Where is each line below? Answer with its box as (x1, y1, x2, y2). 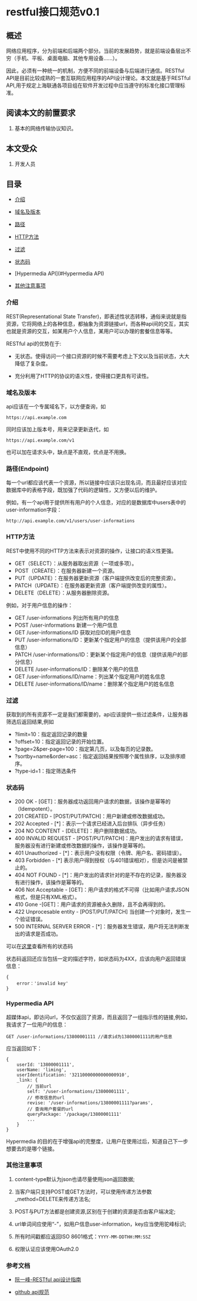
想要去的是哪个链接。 (6, 1145, 57, 1152)
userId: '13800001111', (16, 1062, 75, 1068)
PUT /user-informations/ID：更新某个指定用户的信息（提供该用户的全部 (14, 636, 186, 643)
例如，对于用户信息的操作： (6, 601, 73, 608)
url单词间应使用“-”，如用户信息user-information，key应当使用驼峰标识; (14, 1220, 186, 1228)
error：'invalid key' (16, 981, 69, 986)
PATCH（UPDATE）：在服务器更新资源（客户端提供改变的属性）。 (14, 581, 170, 588)
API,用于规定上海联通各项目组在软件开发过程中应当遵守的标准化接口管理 (6, 82, 181, 89)
